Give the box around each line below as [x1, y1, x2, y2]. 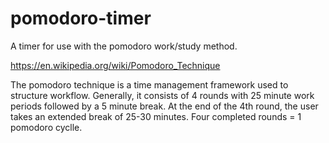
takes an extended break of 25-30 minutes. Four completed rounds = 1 [10, 110, 302, 122]
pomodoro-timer [10, 7, 152, 30]
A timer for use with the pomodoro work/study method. [10, 40, 238, 52]
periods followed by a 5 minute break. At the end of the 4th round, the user [10, 100, 319, 112]
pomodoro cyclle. [10, 121, 83, 133]
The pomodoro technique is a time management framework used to [10, 78, 289, 91]
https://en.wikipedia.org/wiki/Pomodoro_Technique [10, 59, 221, 71]
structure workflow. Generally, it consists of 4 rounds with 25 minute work [10, 89, 315, 101]
